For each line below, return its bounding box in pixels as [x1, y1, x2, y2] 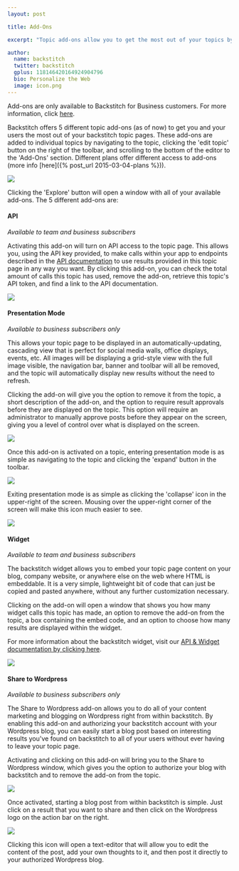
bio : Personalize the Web [14, 75, 91, 83]
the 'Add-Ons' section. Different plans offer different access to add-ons [7, 153, 217, 162]
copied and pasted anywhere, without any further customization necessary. [7, 587, 229, 595]
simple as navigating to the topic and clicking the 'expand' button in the [7, 455, 217, 464]
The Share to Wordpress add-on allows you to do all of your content [7, 704, 207, 713]
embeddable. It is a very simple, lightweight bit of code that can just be [7, 580, 216, 588]
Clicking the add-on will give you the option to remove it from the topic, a [7, 390, 222, 399]
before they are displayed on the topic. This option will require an [7, 405, 198, 414]
